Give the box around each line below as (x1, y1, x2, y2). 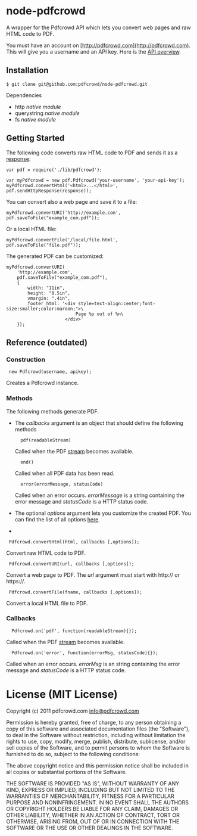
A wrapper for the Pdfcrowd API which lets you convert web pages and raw (6, 24, 192, 31)
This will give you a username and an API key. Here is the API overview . (6, 48, 182, 55)
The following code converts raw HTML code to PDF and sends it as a (6, 149, 178, 156)
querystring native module (14, 109, 80, 117)
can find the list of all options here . (14, 515, 100, 523)
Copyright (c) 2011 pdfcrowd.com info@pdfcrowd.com (6, 707, 139, 714)
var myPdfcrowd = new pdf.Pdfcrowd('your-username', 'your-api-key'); (6, 177, 185, 183)
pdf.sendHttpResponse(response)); (6, 188, 92, 194)
